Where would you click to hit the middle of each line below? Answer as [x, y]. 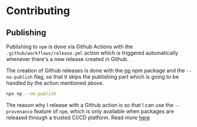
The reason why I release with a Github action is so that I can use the [90, 105]
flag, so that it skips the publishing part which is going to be [106, 77]
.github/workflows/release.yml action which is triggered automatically [92, 53]
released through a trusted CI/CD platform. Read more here [78, 117]
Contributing [38, 11]
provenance [19, 112]
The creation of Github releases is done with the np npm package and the [96, 71]
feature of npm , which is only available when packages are [104, 111]
